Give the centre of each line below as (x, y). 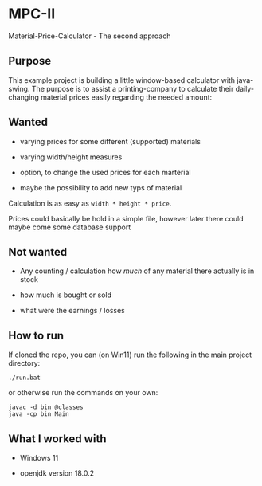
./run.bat (25, 378)
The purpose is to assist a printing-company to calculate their (133, 88)
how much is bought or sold (66, 295)
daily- (245, 88)
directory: (24, 363)
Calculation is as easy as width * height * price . (90, 203)
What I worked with (57, 439)
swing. (19, 88)
